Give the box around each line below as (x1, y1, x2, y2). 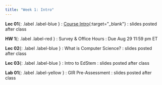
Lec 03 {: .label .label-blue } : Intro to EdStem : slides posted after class (5, 60, 150, 66)
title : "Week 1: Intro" (5, 7, 54, 12)
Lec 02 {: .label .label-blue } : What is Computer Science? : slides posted (5, 45, 152, 51)
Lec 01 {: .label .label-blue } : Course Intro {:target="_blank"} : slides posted (5, 21, 157, 27)
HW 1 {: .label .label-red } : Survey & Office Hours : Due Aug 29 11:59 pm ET (5, 36, 158, 42)
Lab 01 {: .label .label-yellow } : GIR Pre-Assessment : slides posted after (5, 70, 152, 76)
